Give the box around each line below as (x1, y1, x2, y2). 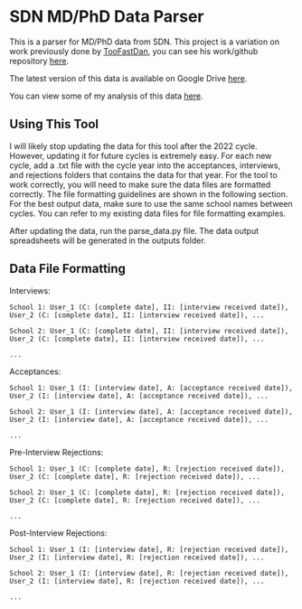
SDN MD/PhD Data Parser (9, 6, 204, 27)
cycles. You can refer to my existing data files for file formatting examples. (9, 208, 287, 219)
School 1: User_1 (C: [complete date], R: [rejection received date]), (9, 464, 285, 473)
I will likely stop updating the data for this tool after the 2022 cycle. (9, 140, 258, 151)
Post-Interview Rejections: (9, 527, 108, 539)
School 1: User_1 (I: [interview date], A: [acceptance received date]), (9, 383, 294, 392)
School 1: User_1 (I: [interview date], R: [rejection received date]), (9, 545, 289, 554)
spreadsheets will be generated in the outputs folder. (9, 235, 206, 246)
